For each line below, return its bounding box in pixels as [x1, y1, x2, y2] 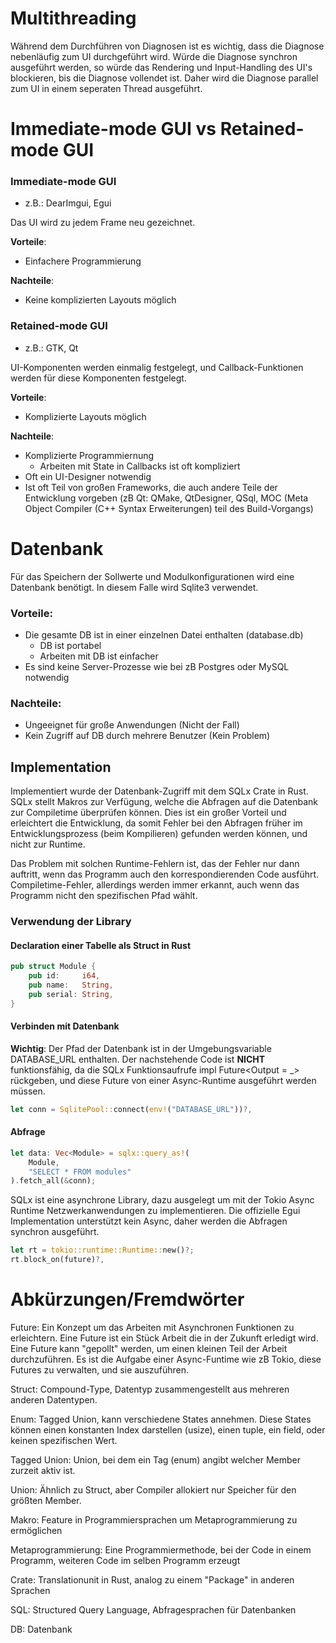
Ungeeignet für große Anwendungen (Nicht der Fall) [24, 719, 240, 731]
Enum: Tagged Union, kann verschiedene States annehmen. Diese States [10, 1413, 312, 1426]
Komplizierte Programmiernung [24, 449, 155, 461]
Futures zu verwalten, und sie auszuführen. [10, 1364, 190, 1376]
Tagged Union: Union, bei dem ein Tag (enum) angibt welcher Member [10, 1454, 301, 1466]
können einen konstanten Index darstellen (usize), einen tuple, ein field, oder [10, 1424, 326, 1436]
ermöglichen [10, 1525, 63, 1537]
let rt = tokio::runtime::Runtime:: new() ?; [10, 1245, 195, 1256]
